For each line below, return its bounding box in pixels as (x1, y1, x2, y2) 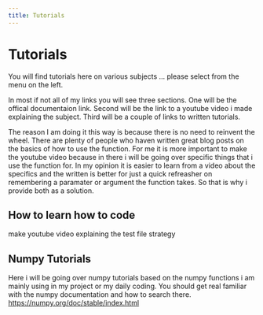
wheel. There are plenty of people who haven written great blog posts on (8, 135, 245, 145)
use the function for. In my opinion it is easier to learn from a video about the (8, 161, 256, 170)
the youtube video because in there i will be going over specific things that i (8, 152, 254, 161)
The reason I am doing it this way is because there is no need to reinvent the (8, 127, 255, 136)
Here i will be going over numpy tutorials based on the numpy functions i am (8, 273, 255, 283)
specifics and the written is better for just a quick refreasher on (8, 169, 213, 178)
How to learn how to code (8, 208, 136, 221)
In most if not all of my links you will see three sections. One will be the (8, 95, 237, 105)
